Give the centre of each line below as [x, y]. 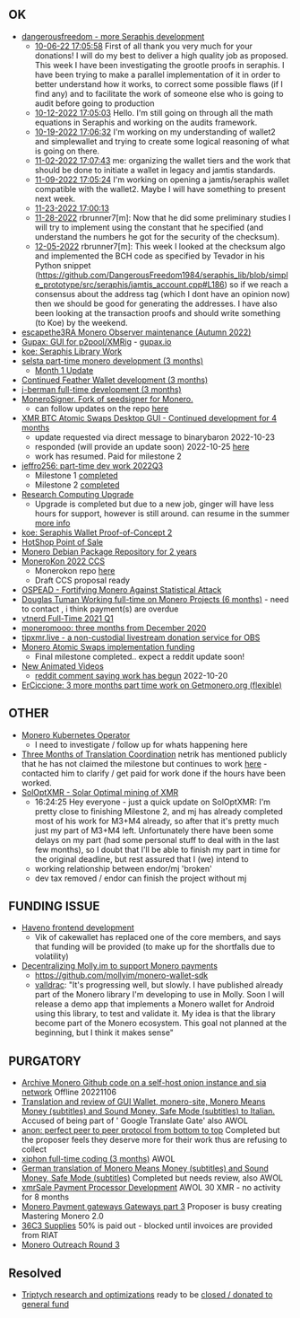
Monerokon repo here [75, 570]
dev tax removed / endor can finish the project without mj [141, 878]
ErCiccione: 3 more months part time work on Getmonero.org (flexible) [152, 685]
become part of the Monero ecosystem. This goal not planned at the [161, 1024]
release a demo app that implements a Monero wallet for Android [154, 1004]
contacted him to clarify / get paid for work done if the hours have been [153, 773]
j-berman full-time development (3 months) [101, 389]
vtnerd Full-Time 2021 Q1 [67, 618]
